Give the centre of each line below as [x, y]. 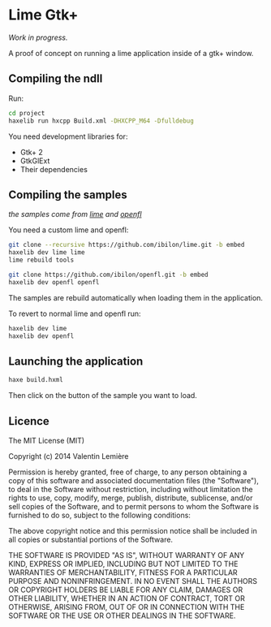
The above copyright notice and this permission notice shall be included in [133, 530]
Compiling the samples [68, 195]
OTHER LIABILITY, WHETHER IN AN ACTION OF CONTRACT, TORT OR [127, 598]
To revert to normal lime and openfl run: [75, 313]
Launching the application [76, 361]
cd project [27, 113]
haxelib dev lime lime [47, 253]
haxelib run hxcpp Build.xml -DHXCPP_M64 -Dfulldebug [101, 121]
